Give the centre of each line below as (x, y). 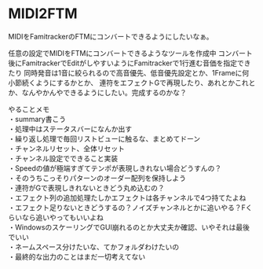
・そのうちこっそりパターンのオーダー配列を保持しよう (97, 178)
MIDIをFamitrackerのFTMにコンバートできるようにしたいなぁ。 (111, 36)
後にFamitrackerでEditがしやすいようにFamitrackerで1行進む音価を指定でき (130, 63)
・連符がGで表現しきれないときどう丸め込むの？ (86, 188)
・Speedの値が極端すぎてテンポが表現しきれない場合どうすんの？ (115, 168)
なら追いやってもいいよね (63, 217)
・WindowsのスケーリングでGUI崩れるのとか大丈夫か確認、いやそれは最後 (129, 227)
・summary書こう (37, 119)
